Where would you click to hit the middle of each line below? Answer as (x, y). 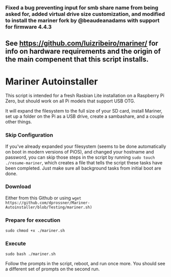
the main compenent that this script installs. (77, 60)
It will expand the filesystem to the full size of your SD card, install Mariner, (84, 111)
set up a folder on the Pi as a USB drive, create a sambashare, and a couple (85, 116)
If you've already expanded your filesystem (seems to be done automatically (86, 146)
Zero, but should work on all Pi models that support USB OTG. (70, 101)
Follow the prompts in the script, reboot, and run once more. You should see (85, 264)
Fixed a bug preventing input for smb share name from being (82, 8)
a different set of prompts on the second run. (53, 269)
